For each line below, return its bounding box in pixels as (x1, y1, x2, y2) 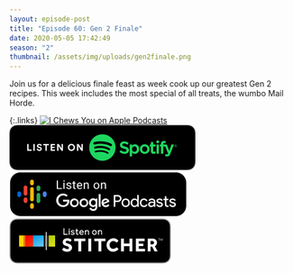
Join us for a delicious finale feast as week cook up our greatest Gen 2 (9, 78, 272, 89)
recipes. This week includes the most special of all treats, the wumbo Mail (9, 88, 284, 99)
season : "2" (9, 43, 54, 52)
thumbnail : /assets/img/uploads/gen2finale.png (9, 52, 192, 62)
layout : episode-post (9, 14, 91, 23)
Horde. (9, 97, 35, 108)
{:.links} (9, 115, 39, 126)
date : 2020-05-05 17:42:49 (9, 33, 111, 42)
